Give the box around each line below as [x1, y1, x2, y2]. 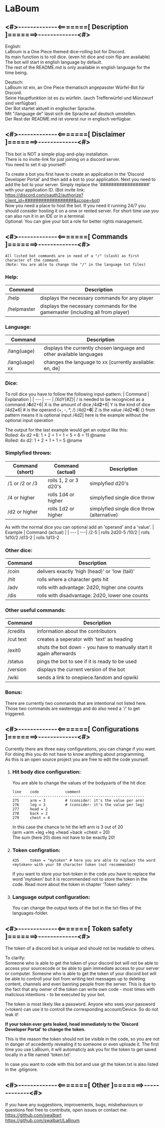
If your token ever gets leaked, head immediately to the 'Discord [5, 1021, 138, 1027]
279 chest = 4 [12, 815, 50, 820]
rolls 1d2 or [47, 505, 75, 512]
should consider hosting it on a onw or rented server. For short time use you [5, 208, 159, 214]
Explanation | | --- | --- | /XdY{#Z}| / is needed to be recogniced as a [5, 396, 144, 402]
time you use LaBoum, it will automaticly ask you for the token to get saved [5, 1047, 157, 1052]
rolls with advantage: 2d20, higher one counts [37, 584, 143, 591]
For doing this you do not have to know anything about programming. [5, 751, 145, 757]
